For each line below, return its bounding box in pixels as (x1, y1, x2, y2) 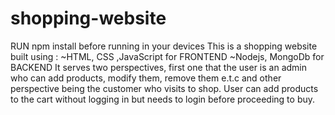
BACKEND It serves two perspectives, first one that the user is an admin (10, 61, 308, 73)
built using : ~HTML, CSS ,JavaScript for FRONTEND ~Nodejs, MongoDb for (10, 50, 325, 62)
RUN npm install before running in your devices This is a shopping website (10, 40, 318, 52)
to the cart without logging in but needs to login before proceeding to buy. (10, 93, 316, 105)
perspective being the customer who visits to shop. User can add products (10, 82, 319, 94)
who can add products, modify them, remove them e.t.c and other (10, 72, 282, 84)
